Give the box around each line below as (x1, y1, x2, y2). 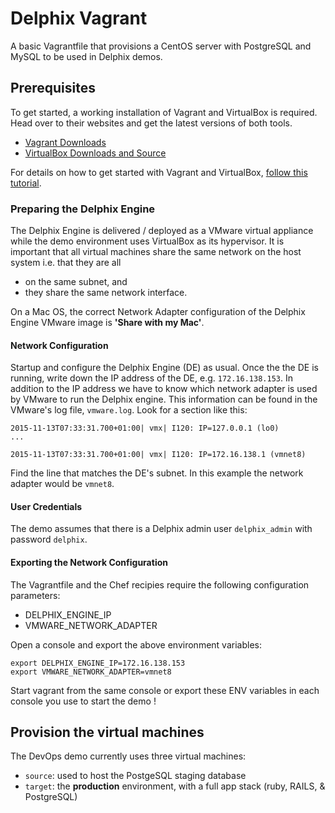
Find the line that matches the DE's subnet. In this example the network (10, 467, 304, 479)
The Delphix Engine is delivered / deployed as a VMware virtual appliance (10, 225, 314, 237)
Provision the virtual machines (10, 724, 205, 741)
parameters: (10, 589, 61, 601)
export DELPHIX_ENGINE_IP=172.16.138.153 (10, 658, 186, 668)
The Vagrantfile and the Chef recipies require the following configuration (10, 578, 310, 591)
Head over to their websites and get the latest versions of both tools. (10, 117, 293, 129)
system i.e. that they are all (10, 257, 122, 269)
